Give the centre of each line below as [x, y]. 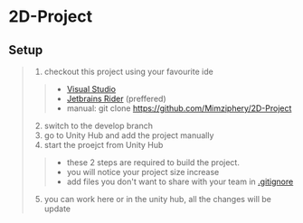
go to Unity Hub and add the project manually [129, 135]
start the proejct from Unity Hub [104, 145]
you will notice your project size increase [143, 172]
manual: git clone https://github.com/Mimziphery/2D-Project [179, 108]
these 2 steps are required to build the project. [153, 163]
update [57, 209]
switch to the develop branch [98, 125]
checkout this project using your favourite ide [128, 71]
